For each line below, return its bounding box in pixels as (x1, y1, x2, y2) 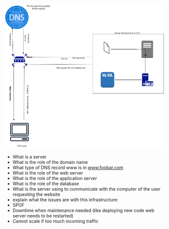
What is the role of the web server (12, 170, 83, 176)
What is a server (12, 154, 47, 160)
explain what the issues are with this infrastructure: (12, 197, 119, 203)
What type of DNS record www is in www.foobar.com (12, 164, 124, 170)
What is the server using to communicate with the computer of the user (12, 186, 161, 192)
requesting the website (12, 191, 60, 198)
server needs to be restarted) (12, 213, 74, 219)
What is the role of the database (12, 181, 79, 187)
